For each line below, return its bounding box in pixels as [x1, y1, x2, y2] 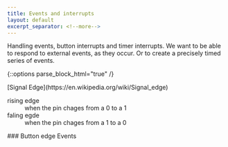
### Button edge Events [7, 132, 77, 140]
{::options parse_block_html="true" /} [7, 70, 114, 78]
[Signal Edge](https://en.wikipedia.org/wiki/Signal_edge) [7, 84, 168, 92]
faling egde [7, 111, 40, 119]
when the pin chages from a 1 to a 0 [24, 119, 127, 127]
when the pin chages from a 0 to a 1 [24, 104, 127, 112]
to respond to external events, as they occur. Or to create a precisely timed [7, 49, 221, 57]
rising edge [7, 97, 40, 105]
